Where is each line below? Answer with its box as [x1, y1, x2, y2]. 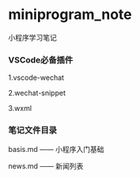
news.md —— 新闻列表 [8, 161, 84, 171]
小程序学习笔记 [8, 32, 57, 42]
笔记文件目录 [8, 125, 58, 136]
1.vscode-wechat [8, 73, 65, 82]
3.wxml [8, 104, 32, 113]
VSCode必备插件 [8, 54, 74, 65]
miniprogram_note [8, 6, 132, 24]
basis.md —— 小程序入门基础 [8, 144, 104, 153]
